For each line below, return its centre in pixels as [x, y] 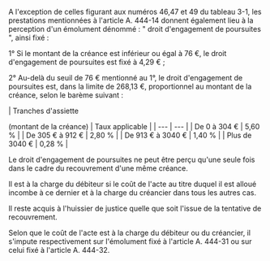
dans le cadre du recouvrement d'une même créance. [99, 168]
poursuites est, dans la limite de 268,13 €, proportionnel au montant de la [130, 86]
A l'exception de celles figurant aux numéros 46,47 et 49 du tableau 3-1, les [135, 12]
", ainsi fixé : [29, 37]
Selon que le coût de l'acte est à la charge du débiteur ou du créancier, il [130, 233]
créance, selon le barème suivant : [66, 95]
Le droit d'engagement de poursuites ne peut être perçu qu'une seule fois [132, 159]
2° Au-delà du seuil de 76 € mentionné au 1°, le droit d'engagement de [126, 78]
